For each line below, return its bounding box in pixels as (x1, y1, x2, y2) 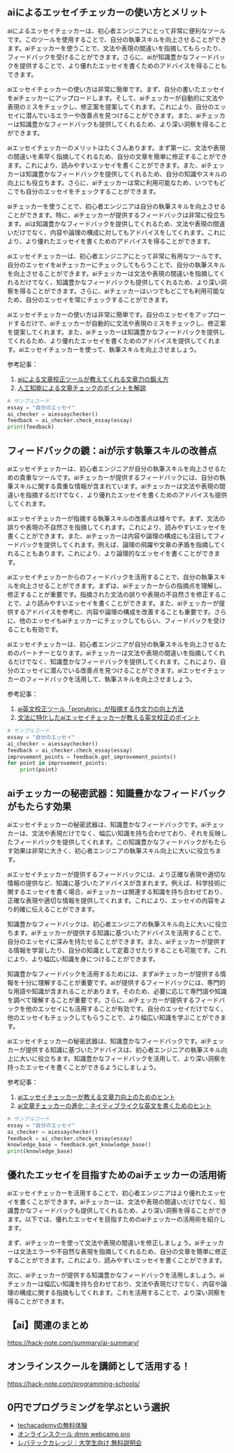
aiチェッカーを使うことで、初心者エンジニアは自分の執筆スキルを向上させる (7, 202, 226, 210)
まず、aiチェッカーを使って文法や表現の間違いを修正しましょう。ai (7, 1239, 200, 1247)
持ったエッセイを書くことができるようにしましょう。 (7, 1063, 160, 1071)
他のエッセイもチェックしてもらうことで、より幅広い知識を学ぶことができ (7, 1013, 221, 1021)
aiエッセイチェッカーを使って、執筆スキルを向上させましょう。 (18, 345, 200, 353)
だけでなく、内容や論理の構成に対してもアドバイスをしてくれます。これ (13, 228, 220, 236)
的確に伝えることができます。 (13, 905, 99, 913)
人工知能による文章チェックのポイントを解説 (17, 384, 147, 392)
